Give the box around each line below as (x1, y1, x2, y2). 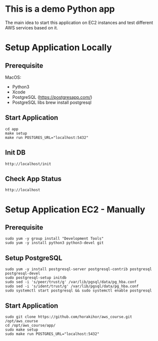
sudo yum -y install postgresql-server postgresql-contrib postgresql (5, 267, 152, 272)
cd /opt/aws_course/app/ (5, 323, 56, 328)
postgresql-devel (5, 271, 41, 276)
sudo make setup (5, 327, 38, 332)
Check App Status (5, 175, 62, 183)
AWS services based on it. (5, 24, 58, 30)
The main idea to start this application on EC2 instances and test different (5, 20, 153, 25)
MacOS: (5, 74, 22, 80)
